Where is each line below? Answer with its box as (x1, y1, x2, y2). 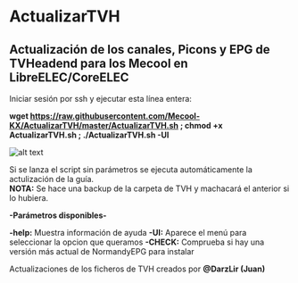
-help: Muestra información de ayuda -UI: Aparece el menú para (9, 228, 247, 237)
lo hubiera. (9, 193, 49, 203)
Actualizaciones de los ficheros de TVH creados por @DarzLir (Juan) (9, 263, 266, 274)
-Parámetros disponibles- (9, 210, 107, 221)
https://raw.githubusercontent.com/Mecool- (29, 111, 201, 121)
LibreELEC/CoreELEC (9, 70, 129, 85)
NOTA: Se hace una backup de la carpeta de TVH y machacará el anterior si (9, 183, 290, 194)
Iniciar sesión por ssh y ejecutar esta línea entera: (9, 94, 192, 104)
